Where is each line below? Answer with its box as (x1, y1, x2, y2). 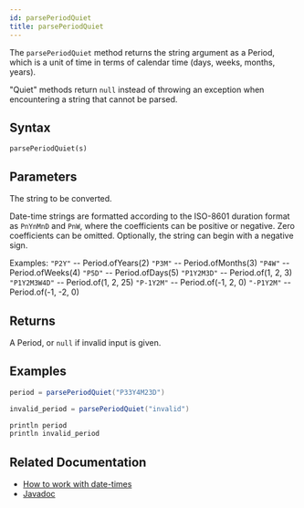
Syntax (9, 119, 51, 135)
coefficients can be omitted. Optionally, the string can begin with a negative (9, 230, 294, 242)
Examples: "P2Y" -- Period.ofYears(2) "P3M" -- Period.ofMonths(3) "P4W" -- (9, 257, 290, 269)
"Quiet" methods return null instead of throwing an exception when (9, 84, 265, 95)
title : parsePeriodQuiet (9, 22, 104, 31)
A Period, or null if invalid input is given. (9, 337, 162, 347)
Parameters (9, 169, 78, 184)
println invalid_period (9, 430, 100, 439)
